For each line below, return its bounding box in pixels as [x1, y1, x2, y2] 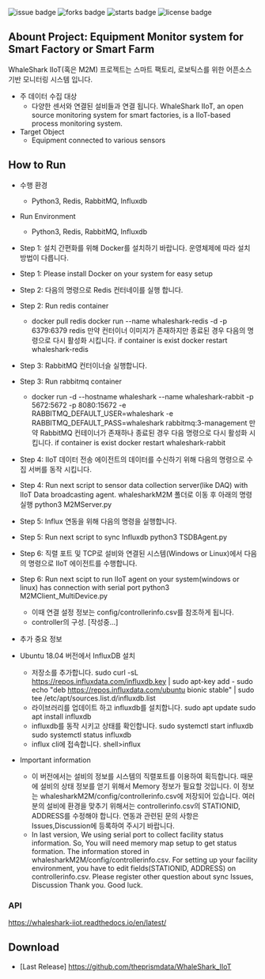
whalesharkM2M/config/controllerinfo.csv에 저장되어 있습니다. [40, 791, 240, 800]
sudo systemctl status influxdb [31, 730, 132, 739]
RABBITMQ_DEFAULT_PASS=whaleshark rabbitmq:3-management [31, 418, 248, 427]
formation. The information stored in [31, 846, 150, 856]
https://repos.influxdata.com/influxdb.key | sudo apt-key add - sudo [31, 676, 253, 686]
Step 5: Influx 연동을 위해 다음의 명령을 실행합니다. [19, 516, 177, 526]
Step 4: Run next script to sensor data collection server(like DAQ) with [19, 480, 248, 489]
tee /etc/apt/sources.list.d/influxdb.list [31, 693, 156, 703]
